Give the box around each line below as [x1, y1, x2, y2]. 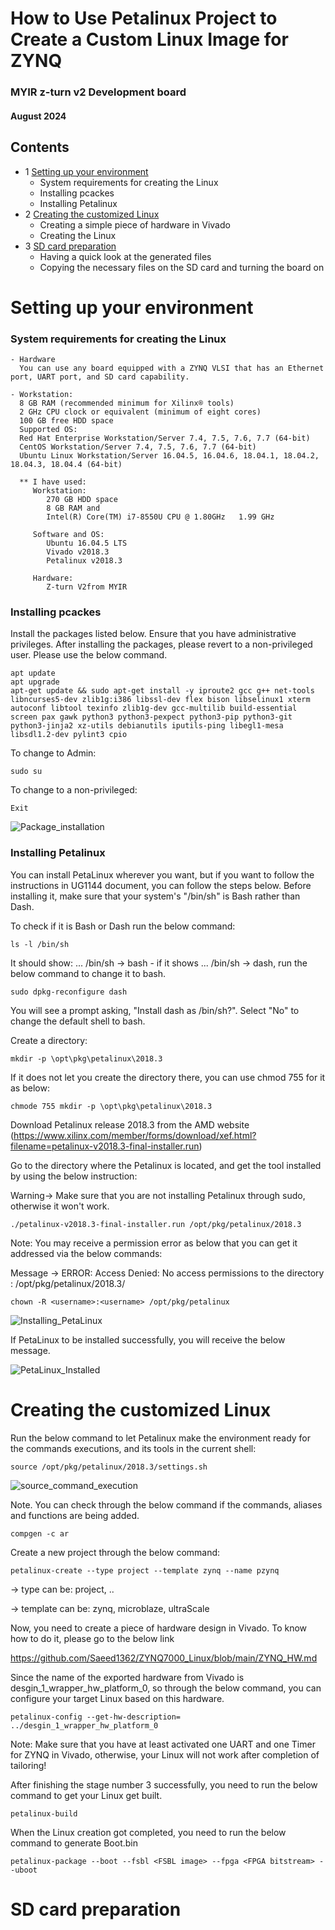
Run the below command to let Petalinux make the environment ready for [10, 1432, 312, 1444]
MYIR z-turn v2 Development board [10, 85, 187, 99]
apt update [10, 668, 56, 679]
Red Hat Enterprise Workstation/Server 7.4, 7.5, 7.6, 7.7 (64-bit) [19, 433, 311, 443]
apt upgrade [10, 677, 60, 687]
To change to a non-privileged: [10, 784, 138, 796]
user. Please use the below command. [10, 649, 168, 661]
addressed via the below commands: [10, 1247, 163, 1259]
